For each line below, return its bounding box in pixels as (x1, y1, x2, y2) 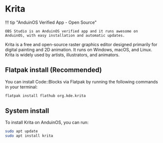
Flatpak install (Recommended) (5, 66, 102, 74)
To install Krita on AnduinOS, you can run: (5, 120, 89, 126)
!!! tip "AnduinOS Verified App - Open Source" (5, 19, 97, 25)
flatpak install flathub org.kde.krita (5, 93, 86, 98)
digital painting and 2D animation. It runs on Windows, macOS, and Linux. (5, 47, 152, 52)
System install (5, 107, 50, 115)
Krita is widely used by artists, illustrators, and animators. (5, 52, 120, 58)
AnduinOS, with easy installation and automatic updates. (5, 33, 125, 38)
